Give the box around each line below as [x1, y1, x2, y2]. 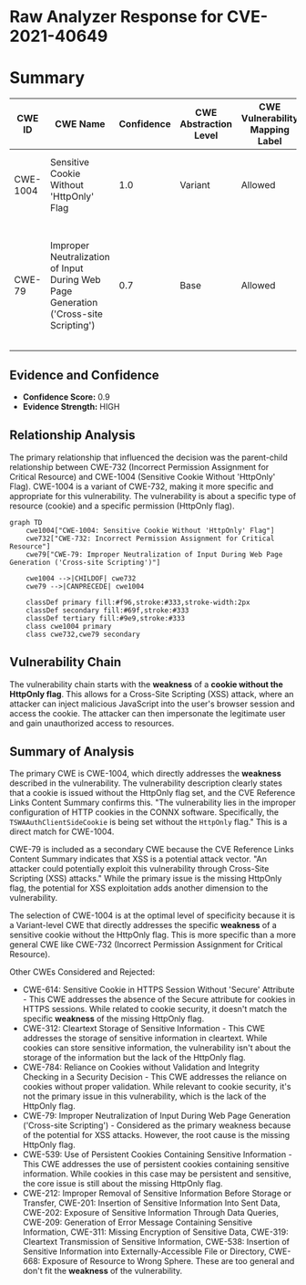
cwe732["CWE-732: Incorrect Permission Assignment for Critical [25, 534, 275, 543]
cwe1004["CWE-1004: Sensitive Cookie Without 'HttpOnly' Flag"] [25, 526, 275, 535]
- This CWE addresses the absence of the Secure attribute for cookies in [22, 994, 296, 1005]
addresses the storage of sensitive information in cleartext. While [22, 1033, 268, 1044]
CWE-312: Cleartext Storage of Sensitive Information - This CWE [22, 1023, 266, 1034]
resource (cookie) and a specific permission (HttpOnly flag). [9, 500, 235, 511]
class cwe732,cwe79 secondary [25, 630, 141, 639]
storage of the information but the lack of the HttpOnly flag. [22, 1052, 246, 1063]
